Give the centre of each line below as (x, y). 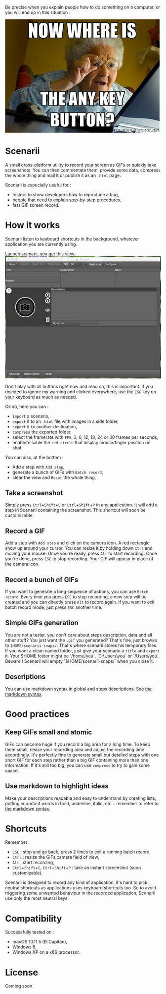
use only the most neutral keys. (37, 898)
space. (12, 770)
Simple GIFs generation (42, 623)
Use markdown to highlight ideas (57, 786)
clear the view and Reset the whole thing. (54, 477)
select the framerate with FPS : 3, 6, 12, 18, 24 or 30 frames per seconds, (85, 437)
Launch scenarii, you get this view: (41, 254)
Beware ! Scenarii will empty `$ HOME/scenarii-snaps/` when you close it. (80, 661)
